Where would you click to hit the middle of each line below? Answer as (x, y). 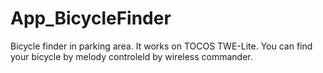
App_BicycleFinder (91, 18)
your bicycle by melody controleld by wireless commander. (131, 56)
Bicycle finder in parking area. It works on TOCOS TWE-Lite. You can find (161, 46)
